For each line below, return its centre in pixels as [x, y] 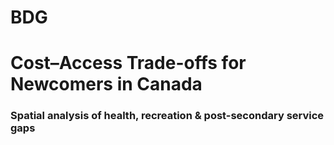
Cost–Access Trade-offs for [128, 63]
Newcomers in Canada [106, 84]
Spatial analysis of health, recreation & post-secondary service [167, 116]
